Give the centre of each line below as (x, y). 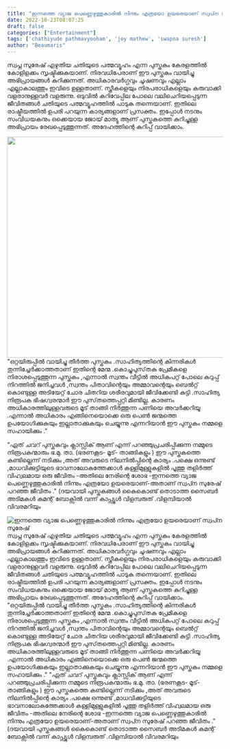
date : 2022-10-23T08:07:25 (46, 20)
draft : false (26, 26)
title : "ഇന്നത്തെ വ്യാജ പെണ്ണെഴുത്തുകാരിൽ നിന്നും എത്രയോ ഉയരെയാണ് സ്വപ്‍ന (113, 13)
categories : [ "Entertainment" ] (52, 33)
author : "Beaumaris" (37, 45)
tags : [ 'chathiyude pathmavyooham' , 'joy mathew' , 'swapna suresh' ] (107, 39)
